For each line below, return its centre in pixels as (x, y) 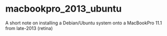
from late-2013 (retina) (29, 28)
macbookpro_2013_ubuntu (64, 9)
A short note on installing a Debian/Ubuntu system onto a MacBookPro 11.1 (84, 23)
